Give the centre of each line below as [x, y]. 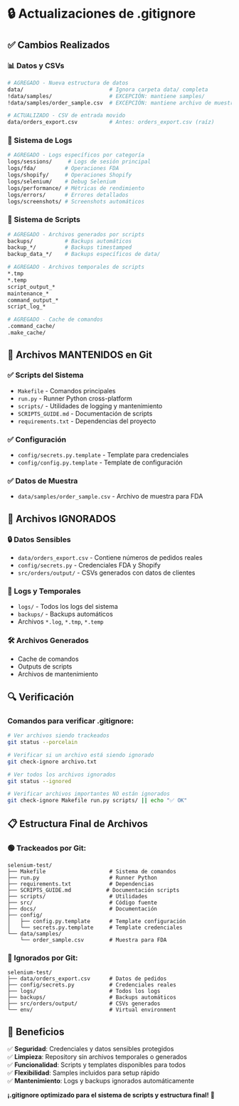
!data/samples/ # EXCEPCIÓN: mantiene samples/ [106, 96]
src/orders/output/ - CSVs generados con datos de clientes [106, 573]
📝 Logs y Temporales [44, 591]
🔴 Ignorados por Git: [43, 957]
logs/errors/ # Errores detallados [68, 195]
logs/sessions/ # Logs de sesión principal [79, 162]
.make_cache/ [27, 333]
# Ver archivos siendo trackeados [59, 736]
